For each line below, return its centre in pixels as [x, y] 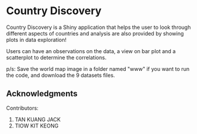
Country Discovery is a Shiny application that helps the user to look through [99, 27]
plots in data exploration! [36, 40]
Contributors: [22, 108]
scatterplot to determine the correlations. [56, 57]
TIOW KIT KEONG [36, 126]
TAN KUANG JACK [38, 119]
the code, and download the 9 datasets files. [61, 75]
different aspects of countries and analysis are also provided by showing [95, 33]
